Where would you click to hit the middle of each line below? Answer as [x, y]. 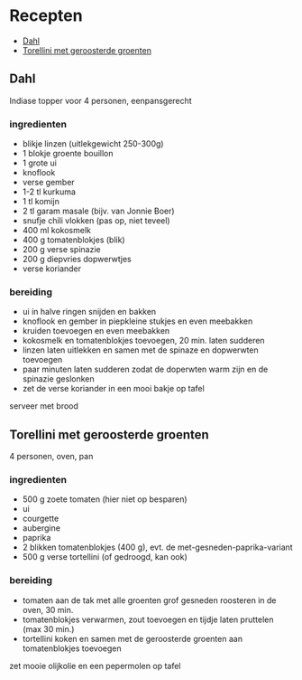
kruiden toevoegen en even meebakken [96, 331]
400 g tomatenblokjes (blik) [73, 240]
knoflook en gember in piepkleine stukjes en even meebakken [137, 321]
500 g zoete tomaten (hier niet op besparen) [105, 499]
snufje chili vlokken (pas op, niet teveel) [96, 221]
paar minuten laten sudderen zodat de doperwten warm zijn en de [145, 369]
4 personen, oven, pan [51, 457]
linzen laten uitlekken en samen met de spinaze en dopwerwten [140, 350]
